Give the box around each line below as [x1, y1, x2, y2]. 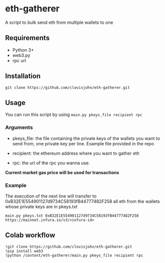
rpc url [12, 58, 26, 64]
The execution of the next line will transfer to [5, 193, 97, 199]
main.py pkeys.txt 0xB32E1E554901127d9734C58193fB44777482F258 [5, 213, 139, 218]
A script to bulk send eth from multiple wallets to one [5, 19, 113, 25]
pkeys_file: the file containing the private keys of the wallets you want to [12, 135, 161, 141]
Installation [5, 72, 41, 80]
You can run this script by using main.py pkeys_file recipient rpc [5, 112, 143, 118]
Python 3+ [12, 47, 34, 53]
